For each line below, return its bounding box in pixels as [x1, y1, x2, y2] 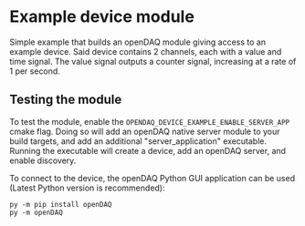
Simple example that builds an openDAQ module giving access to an [9, 36, 267, 47]
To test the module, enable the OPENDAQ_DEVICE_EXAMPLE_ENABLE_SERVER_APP [9, 116, 290, 127]
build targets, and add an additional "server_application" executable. [9, 135, 268, 147]
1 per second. [9, 66, 61, 77]
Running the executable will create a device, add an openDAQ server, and [9, 145, 286, 156]
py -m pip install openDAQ [9, 200, 112, 209]
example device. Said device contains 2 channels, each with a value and [9, 46, 282, 56]
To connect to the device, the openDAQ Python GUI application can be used [9, 172, 295, 183]
